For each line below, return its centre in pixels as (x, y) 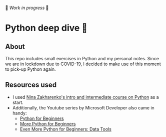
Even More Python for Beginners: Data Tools (65, 129)
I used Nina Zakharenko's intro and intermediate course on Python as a (85, 97)
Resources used (31, 85)
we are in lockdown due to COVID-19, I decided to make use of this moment (83, 64)
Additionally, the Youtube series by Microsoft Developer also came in (83, 107)
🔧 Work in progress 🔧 (27, 8)
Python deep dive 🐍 (46, 28)
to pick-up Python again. (30, 69)
